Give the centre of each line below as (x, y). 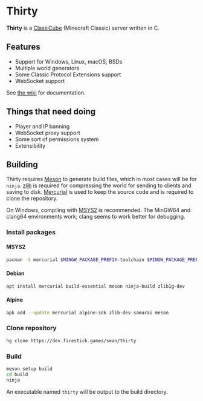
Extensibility (30, 145)
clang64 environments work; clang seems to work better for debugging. (96, 217)
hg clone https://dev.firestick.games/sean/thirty (71, 340)
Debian (15, 273)
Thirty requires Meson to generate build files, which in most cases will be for (101, 179)
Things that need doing (51, 112)
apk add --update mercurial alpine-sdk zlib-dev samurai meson (88, 313)
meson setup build (29, 369)
